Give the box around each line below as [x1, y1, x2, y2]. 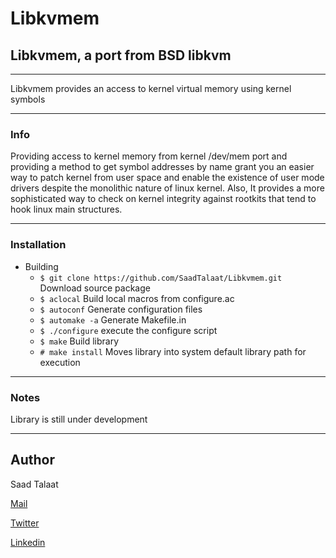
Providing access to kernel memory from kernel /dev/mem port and [10, 150, 288, 162]
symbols [10, 93, 46, 105]
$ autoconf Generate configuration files [39, 303, 203, 315]
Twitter [10, 517, 40, 529]
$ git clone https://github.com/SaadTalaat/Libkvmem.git [39, 273, 283, 283]
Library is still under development [10, 413, 148, 425]
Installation [10, 238, 67, 252]
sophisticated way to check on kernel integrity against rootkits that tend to [10, 193, 317, 205]
